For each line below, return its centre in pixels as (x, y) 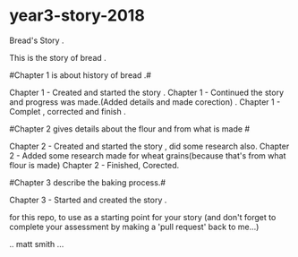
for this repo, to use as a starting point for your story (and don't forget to (143, 217)
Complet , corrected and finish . (68, 111)
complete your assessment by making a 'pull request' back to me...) (134, 227)
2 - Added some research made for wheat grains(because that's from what (148, 155)
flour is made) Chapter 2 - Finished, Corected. (94, 165)
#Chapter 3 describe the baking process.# (88, 182)
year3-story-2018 (77, 16)
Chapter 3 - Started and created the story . (88, 200)
